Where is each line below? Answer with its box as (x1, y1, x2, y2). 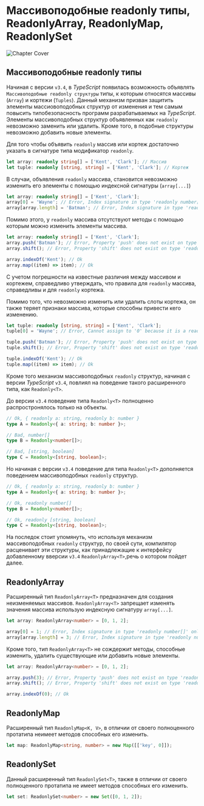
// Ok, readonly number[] (6, 500, 72, 506)
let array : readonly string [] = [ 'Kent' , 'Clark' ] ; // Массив (6, 159, 167, 165)
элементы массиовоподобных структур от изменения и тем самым (6, 103, 183, 110)
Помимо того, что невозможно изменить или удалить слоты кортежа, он (6, 297, 196, 305)
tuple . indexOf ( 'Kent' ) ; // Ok (6, 356, 83, 362)
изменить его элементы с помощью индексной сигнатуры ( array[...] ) (6, 182, 191, 189)
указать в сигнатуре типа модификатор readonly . (6, 147, 134, 154)
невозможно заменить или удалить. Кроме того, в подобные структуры (6, 122, 194, 130)
